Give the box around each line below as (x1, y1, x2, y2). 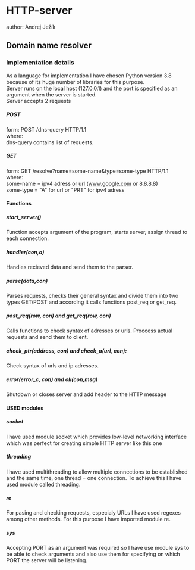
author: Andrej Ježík (6, 23, 56, 30)
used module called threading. (6, 481, 81, 488)
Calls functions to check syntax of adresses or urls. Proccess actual (6, 327, 173, 334)
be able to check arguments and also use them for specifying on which (6, 550, 180, 557)
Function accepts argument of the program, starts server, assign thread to (6, 229, 188, 236)
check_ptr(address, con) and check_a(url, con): (6, 347, 127, 354)
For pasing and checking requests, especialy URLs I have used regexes (6, 509, 181, 516)
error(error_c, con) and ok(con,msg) (6, 376, 98, 383)
